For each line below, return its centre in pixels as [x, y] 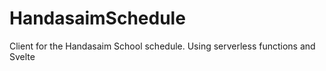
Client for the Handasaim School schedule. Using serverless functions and [162, 46]
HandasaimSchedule [97, 18]
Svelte [22, 56]
